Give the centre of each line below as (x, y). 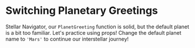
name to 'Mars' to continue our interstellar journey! (67, 39)
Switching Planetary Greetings (82, 11)
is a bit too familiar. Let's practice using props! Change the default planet (93, 32)
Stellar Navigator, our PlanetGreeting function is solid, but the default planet (97, 27)
